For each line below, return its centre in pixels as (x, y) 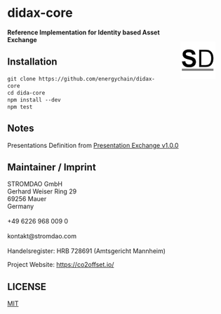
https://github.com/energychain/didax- (97, 78)
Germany (21, 206)
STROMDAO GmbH (35, 184)
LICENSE (27, 286)
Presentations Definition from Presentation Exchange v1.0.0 (93, 145)
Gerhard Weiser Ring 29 (42, 191)
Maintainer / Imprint (52, 167)
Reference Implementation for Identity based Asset (83, 32)
